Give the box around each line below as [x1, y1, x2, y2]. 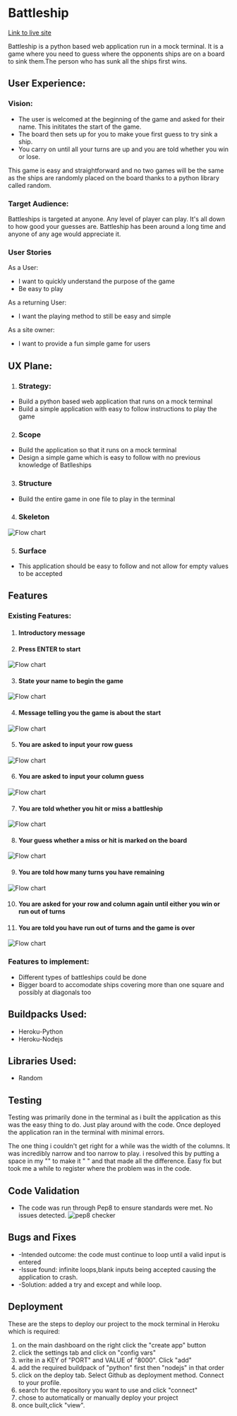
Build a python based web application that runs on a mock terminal [18, 397, 213, 406]
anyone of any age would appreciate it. [8, 230, 121, 238]
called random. [8, 181, 52, 189]
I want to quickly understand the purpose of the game [18, 277, 175, 285]
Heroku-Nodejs [18, 1034, 63, 1043]
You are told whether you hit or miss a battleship [18, 804, 163, 813]
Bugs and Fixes [8, 1232, 77, 1244]
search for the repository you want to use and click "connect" [18, 1386, 198, 1394]
